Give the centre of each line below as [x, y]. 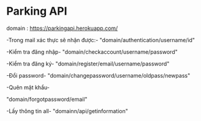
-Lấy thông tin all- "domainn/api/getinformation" [67, 111]
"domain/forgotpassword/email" [47, 99]
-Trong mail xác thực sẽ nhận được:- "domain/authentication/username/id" [100, 40]
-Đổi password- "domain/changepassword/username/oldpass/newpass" [98, 75]
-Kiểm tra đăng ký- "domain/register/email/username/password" [88, 64]
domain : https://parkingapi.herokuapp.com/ [62, 28]
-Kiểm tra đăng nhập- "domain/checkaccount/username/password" [92, 52]
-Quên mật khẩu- [28, 87]
